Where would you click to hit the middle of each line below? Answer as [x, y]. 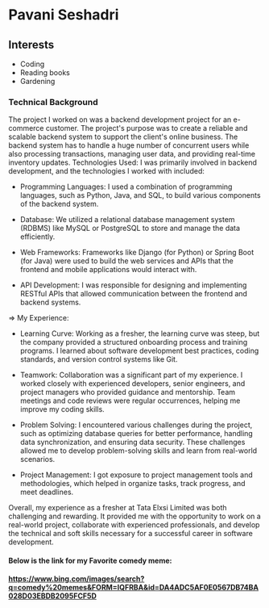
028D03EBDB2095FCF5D [52, 596]
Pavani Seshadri [64, 15]
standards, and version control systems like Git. [99, 359]
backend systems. [50, 302]
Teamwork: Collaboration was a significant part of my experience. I [131, 375]
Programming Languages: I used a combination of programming [126, 187]
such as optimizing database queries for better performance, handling [137, 434]
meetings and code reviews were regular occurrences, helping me [130, 400]
